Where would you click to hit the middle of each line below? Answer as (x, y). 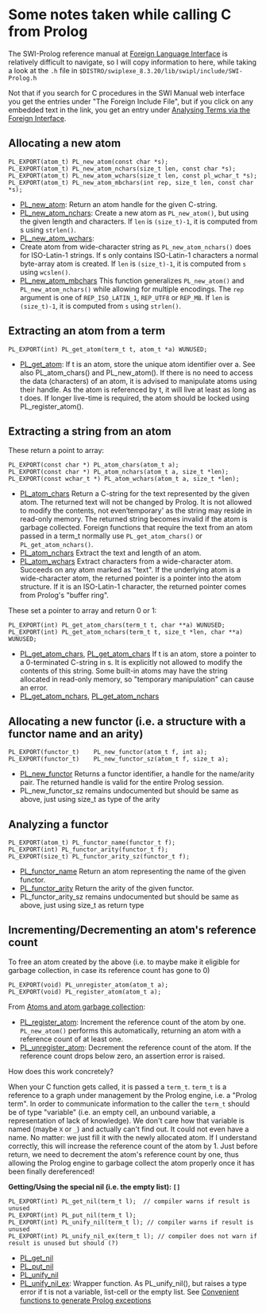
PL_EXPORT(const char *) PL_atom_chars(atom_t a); (94, 465)
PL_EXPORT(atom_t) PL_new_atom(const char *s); (89, 162)
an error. (34, 688)
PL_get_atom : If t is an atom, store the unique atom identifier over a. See (137, 364)
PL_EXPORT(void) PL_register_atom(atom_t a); (85, 992)
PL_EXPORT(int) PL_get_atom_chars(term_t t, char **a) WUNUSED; (117, 625)
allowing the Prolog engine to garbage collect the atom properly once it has (132, 1163)
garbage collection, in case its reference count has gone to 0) (109, 970)
